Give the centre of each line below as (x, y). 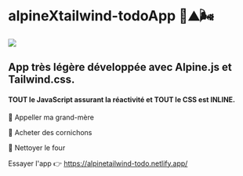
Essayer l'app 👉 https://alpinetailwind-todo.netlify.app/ (98, 163)
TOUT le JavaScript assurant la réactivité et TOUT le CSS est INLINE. (121, 99)
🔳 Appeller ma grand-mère (51, 117)
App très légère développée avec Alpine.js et (120, 67)
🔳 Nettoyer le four (37, 148)
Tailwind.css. (42, 80)
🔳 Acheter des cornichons (50, 132)
